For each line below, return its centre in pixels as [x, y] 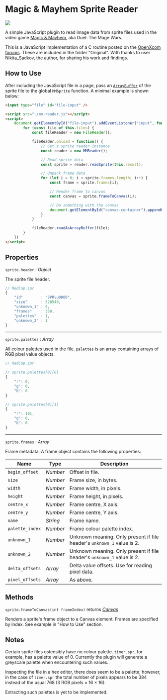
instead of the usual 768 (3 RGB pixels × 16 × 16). [55, 683]
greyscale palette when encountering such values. [57, 662]
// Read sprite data [62, 160]
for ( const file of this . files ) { [59, 128]
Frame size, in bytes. [93, 480]
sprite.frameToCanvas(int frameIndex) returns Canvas [62, 609]
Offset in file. [84, 472]
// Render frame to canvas [78, 192]
